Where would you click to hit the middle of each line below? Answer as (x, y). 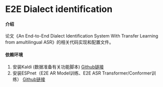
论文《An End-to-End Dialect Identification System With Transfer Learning (82, 36)
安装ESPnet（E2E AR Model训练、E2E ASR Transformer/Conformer (82, 73)
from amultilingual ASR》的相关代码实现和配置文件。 (59, 42)
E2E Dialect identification (59, 9)
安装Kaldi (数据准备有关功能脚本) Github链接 (58, 66)
